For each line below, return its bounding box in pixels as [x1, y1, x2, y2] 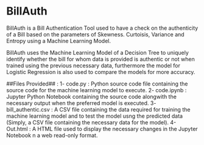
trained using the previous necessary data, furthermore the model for [6, 62, 181, 69]
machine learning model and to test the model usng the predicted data [6, 112, 183, 120]
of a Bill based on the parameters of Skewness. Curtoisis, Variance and [6, 30, 185, 38]
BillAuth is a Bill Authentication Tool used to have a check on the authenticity [6, 24, 199, 32]
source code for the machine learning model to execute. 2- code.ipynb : [6, 86, 187, 93]
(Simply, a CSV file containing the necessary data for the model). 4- [6, 118, 177, 126]
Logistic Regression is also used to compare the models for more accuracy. [6, 68, 195, 75]
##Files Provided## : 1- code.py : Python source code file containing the [6, 80, 188, 87]
